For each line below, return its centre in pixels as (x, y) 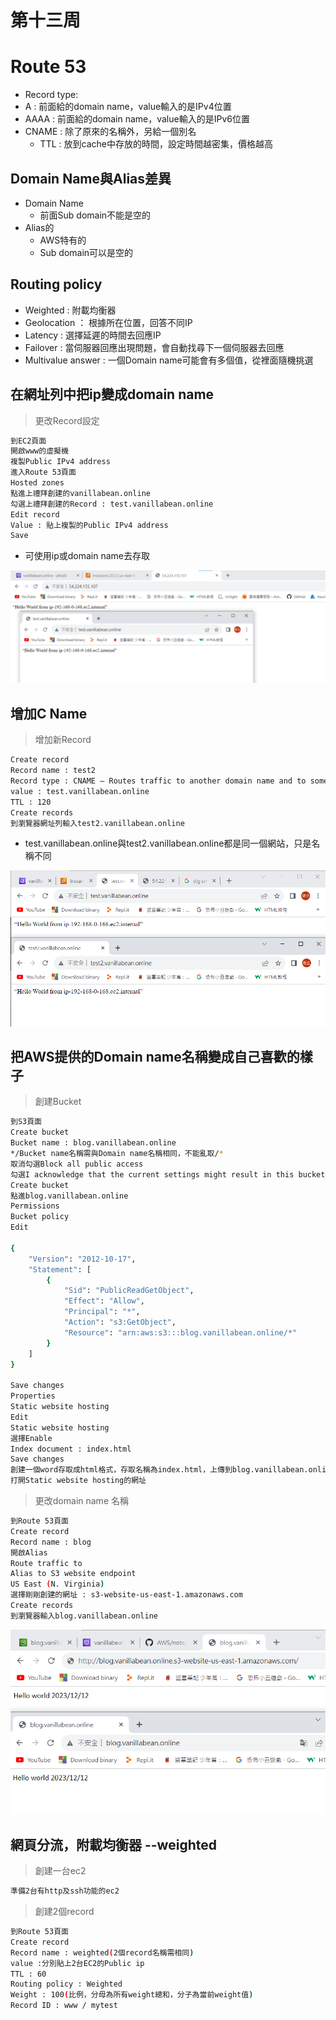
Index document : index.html (71, 1449)
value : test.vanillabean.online (80, 791)
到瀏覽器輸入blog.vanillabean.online (84, 1616)
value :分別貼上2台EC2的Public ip (77, 1963)
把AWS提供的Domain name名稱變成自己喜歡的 (155, 1057)
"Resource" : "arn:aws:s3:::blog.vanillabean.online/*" (180, 1332)
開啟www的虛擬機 (39, 451)
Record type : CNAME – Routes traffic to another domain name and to (158, 781)
